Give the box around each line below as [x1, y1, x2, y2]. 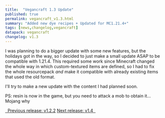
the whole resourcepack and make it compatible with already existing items [5, 69, 159, 74]
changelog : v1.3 [5, 35, 38, 40]
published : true [5, 12, 38, 17]
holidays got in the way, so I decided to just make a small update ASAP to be [5, 53, 160, 59]
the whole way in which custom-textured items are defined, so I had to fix [5, 63, 155, 69]
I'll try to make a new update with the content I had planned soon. [5, 83, 138, 89]
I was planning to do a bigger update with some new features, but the [5, 47, 146, 54]
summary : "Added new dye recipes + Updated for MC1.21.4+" [5, 21, 129, 26]
